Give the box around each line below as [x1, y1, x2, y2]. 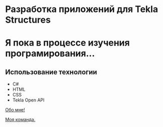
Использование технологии [5, 68, 97, 76]
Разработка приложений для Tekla [5, 4, 158, 15]
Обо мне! [5, 107, 25, 113]
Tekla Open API [12, 97, 45, 103]
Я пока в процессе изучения [5, 37, 130, 49]
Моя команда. [5, 116, 36, 122]
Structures [5, 14, 51, 26]
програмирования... [5, 48, 95, 59]
